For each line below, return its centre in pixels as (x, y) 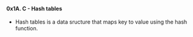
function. (27, 29)
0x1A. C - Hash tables (34, 8)
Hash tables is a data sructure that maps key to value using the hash (101, 22)
